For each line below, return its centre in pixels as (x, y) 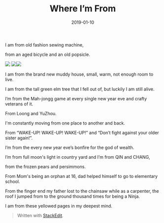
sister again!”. (19, 138)
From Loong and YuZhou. (31, 113)
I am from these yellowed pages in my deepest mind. (59, 206)
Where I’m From (83, 9)
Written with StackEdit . (40, 215)
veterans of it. (19, 104)
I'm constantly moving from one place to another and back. (65, 123)
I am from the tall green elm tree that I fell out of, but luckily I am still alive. (80, 89)
